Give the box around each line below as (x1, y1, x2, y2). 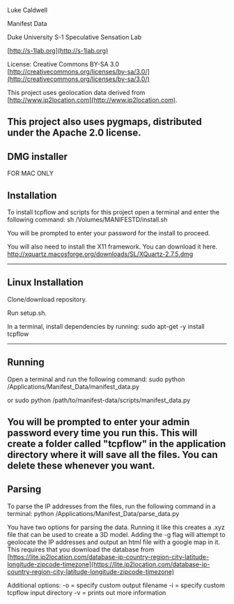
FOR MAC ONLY (7, 169, 54, 177)
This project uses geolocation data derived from (7, 89, 146, 96)
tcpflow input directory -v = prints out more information (7, 588, 166, 596)
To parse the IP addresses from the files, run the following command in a (7, 502, 216, 510)
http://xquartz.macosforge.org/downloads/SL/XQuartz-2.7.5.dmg (7, 250, 194, 258)
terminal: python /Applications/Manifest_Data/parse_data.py (7, 509, 180, 517)
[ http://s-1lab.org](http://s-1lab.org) (7, 47, 109, 54)
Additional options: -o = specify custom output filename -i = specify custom (7, 581, 225, 589)
